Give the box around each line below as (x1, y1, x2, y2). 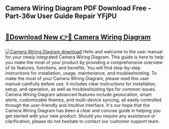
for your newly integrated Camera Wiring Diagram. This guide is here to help (5, 54, 164, 60)
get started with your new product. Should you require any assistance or (5, 113, 156, 119)
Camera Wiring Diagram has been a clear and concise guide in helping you (5, 108, 161, 113)
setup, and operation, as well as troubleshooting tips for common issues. (5, 86, 156, 92)
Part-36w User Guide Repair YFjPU (5, 12, 117, 21)
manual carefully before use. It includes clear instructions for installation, (5, 81, 157, 87)
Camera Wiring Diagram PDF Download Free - (5, 4, 151, 13)
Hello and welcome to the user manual (83, 49, 163, 54)
